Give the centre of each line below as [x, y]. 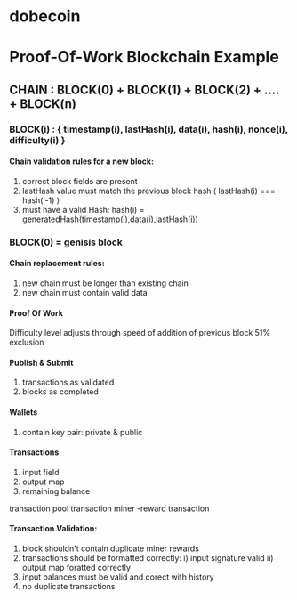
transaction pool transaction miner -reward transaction [109, 508]
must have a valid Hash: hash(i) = [83, 209]
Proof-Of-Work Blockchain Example [144, 57]
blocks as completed [60, 392]
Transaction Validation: [53, 529]
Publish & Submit [41, 362]
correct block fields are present [80, 181]
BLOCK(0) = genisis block [66, 242]
